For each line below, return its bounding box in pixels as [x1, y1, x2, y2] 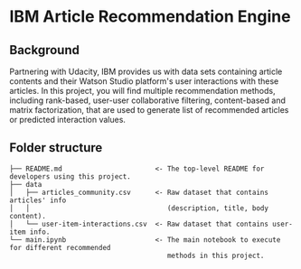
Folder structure [9, 140, 103, 155]
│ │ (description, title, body [9, 203, 269, 213]
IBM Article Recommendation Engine [9, 6, 291, 27]
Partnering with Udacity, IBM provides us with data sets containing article [9, 66, 283, 77]
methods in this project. [166, 251, 265, 260]
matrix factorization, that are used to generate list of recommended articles [9, 105, 289, 115]
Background [9, 42, 80, 58]
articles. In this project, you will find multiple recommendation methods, [9, 86, 276, 96]
